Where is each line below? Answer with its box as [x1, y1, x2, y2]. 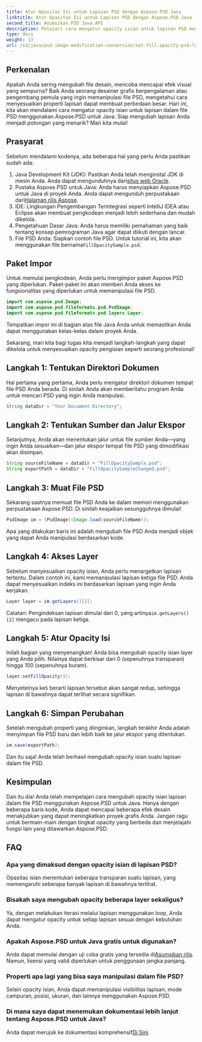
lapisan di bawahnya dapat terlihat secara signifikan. [6, 691, 136, 698]
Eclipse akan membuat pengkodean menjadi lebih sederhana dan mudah [14, 209, 195, 216]
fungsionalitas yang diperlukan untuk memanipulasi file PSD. [6, 287, 156, 295]
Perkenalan [6, 64, 50, 75]
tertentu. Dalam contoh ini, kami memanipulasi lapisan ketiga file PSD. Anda [6, 573, 194, 581]
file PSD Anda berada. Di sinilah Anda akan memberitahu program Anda [6, 385, 184, 392]
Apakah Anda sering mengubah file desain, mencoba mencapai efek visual [6, 81, 192, 88]
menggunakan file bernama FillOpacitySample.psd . [14, 241, 141, 248]
